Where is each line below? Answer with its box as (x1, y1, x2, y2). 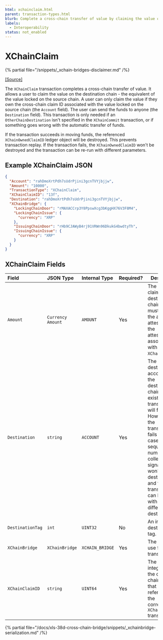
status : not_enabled (5, 30, 47, 35)
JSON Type (47, 275, 74, 281)
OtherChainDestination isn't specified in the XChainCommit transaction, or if (5, 117, 154, 122)
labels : (5, 20, 21, 26)
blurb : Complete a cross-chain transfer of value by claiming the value (5, 16, 155, 21)
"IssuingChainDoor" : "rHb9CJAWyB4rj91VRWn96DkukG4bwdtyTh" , (14, 224, 138, 229)
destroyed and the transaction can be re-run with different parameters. (5, 147, 147, 153)
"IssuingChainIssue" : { (14, 229, 62, 234)
